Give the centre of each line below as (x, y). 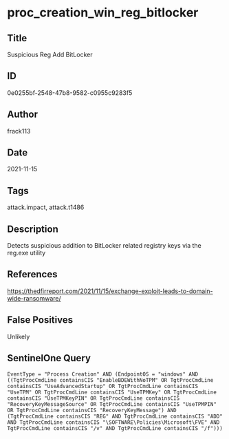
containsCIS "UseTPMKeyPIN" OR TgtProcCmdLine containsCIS (94, 398)
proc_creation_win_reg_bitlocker (103, 13)
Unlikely (19, 336)
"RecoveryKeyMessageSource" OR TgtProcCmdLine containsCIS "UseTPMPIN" (112, 404)
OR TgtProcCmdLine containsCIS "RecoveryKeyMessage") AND (92, 410)
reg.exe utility (26, 253)
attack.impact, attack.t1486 (46, 207)
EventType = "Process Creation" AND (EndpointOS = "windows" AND (102, 374)
